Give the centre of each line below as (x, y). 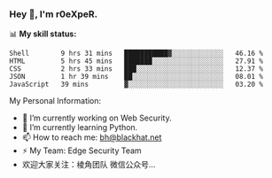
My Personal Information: (55, 101)
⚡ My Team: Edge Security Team (82, 151)
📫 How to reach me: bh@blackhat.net (92, 137)
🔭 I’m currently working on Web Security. (97, 118)
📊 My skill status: (43, 34)
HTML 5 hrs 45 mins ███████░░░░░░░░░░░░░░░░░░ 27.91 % (136, 61)
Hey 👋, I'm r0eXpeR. (54, 14)
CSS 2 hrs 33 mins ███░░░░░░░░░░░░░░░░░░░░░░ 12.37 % (136, 69)
